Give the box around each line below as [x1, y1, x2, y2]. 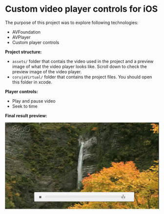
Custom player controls [12, 39, 60, 45]
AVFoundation [12, 29, 41, 35]
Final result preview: [5, 112, 47, 118]
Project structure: [5, 49, 42, 55]
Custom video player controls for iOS [5, 3, 158, 15]
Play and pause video [12, 98, 56, 104]
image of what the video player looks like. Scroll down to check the [12, 64, 147, 69]
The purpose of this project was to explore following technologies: [5, 20, 139, 25]
